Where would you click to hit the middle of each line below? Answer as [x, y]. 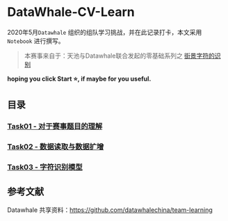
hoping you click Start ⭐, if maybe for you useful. [79, 79]
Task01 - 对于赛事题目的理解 [55, 126]
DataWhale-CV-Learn [71, 12]
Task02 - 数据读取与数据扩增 [56, 147]
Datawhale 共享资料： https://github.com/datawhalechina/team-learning [110, 210]
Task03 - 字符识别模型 [45, 167]
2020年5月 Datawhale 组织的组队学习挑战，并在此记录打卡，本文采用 [105, 32]
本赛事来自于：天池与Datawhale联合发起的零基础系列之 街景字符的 [120, 56]
